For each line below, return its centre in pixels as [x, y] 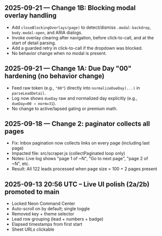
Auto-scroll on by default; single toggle [51, 209]
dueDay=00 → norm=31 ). [34, 103]
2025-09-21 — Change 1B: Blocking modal [70, 8]
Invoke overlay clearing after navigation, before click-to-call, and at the [83, 37]
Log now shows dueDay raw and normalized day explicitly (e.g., [74, 98]
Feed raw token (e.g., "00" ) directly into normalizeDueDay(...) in [76, 88]
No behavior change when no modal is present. [59, 53]
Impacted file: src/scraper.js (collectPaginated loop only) [68, 153]
